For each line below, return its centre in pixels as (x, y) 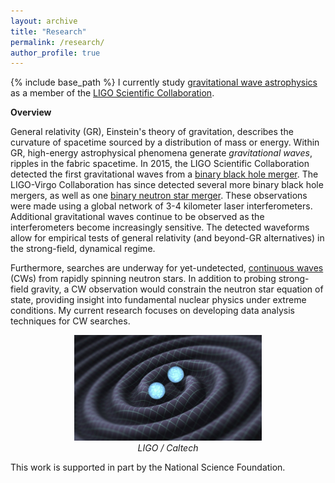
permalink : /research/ (57, 42)
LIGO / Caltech (168, 448)
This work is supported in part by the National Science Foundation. (148, 467)
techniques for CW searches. (70, 321)
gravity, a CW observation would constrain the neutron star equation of (177, 289)
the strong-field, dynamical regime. (83, 249)
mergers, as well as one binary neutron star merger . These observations (159, 196)
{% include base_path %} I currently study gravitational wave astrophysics (164, 82)
